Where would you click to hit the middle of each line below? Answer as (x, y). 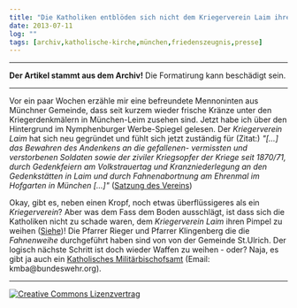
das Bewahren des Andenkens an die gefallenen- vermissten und (128, 148)
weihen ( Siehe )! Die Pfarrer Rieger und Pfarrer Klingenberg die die (129, 231)
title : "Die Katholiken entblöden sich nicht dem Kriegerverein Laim (140, 17)
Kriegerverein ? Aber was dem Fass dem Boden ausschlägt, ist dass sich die (147, 212)
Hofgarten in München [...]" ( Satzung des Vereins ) (101, 186)
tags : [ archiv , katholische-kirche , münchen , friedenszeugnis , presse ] (136, 42)
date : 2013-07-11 (41, 26)
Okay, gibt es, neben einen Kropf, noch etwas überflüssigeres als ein (134, 203)
